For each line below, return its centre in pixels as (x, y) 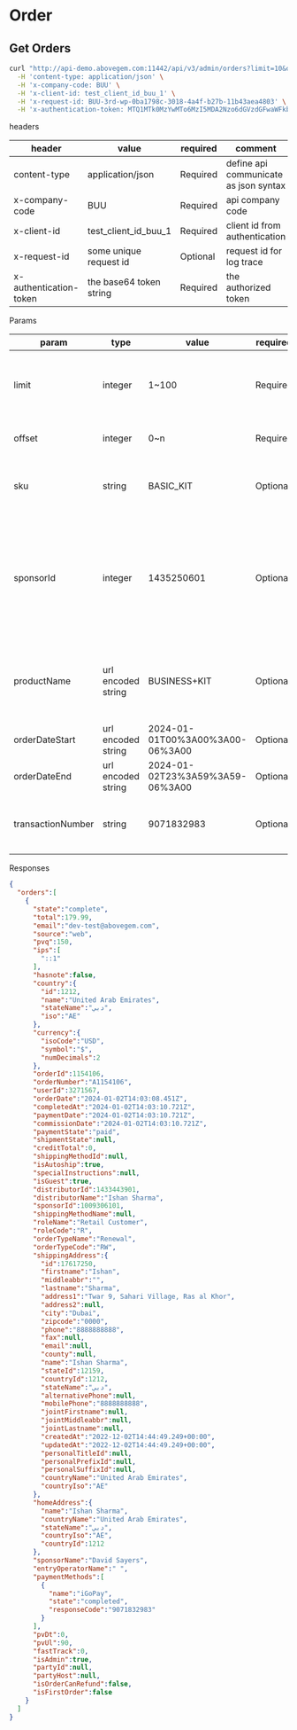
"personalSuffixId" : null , (89, 1470)
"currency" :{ (57, 1033)
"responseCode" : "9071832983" (102, 1610)
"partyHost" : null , (66, 1676)
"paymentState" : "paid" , (76, 1131)
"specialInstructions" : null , (86, 1173)
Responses (30, 868)
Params (23, 321)
